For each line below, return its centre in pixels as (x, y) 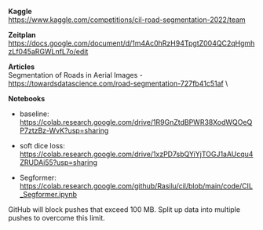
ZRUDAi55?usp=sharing (58, 162)
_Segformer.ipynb (48, 194)
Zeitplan (22, 35)
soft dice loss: (42, 146)
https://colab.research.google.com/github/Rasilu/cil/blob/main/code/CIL (136, 186)
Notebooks (27, 99)
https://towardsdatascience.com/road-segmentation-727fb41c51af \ (118, 83)
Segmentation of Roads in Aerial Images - (75, 75)
